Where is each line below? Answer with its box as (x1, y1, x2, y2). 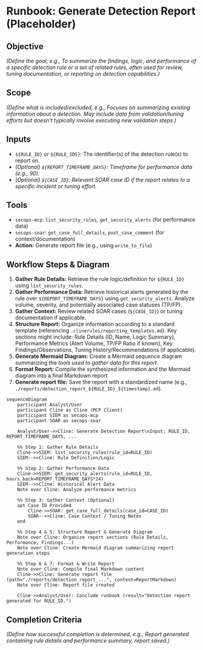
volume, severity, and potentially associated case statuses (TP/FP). (14, 301, 182, 308)
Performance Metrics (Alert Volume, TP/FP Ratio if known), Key (14, 340, 173, 347)
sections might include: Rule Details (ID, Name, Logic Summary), (14, 333, 176, 340)
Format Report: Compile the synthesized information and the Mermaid (14, 365, 191, 373)
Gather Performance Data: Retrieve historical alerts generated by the (14, 288, 188, 296)
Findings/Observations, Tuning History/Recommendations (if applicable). (14, 347, 196, 354)
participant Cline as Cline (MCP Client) (17, 407, 123, 413)
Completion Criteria (6, 614, 82, 625)
